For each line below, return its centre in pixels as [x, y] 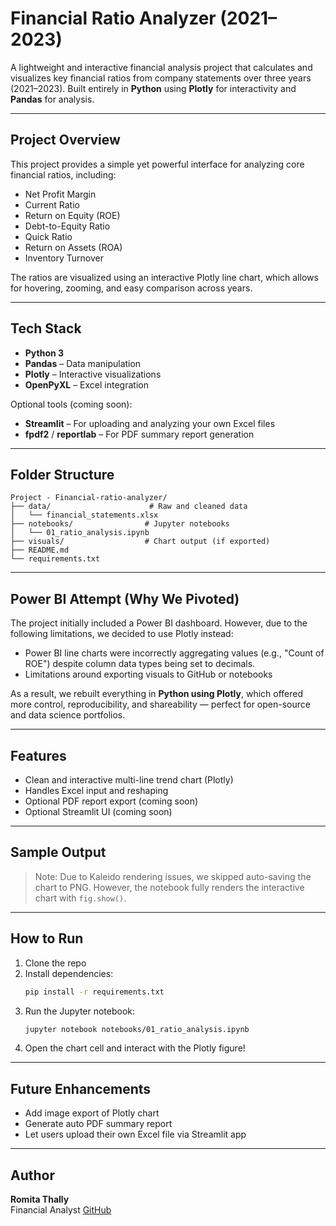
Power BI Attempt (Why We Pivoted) [125, 598]
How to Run [47, 938]
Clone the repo [55, 963]
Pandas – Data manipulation [83, 363]
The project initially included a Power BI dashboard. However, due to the [159, 623]
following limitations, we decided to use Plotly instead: [122, 634]
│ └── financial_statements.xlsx [84, 515]
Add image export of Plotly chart [92, 1113]
